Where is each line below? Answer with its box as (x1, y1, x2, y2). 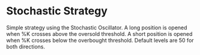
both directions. (6, 43, 45, 50)
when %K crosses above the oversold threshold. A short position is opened (6, 30, 193, 37)
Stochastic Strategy (6, 4, 108, 18)
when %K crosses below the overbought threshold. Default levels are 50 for (6, 36, 194, 44)
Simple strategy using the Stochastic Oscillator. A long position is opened (6, 24, 187, 31)
